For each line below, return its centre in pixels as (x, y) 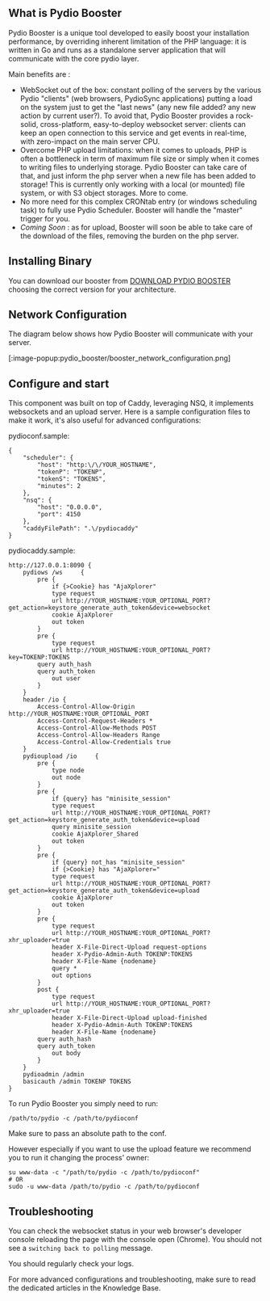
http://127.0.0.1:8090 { (50, 566)
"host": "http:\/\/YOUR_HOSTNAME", (97, 465)
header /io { (45, 700)
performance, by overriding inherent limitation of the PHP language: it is (128, 41)
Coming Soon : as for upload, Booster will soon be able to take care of (136, 227)
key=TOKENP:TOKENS (39, 658)
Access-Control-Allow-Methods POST (97, 728)
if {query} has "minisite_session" (111, 799)
